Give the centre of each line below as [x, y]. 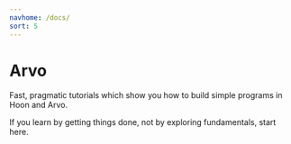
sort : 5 [24, 26]
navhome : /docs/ [40, 18]
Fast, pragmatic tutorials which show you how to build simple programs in [146, 95]
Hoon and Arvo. [39, 105]
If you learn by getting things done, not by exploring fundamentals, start [143, 122]
